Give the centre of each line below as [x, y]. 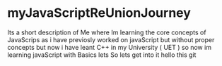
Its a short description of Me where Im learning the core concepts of [107, 32]
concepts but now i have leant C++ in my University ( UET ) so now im [110, 47]
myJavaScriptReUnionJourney [99, 13]
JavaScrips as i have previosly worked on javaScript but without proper [111, 39]
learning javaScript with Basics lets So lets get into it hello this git [102, 55]
